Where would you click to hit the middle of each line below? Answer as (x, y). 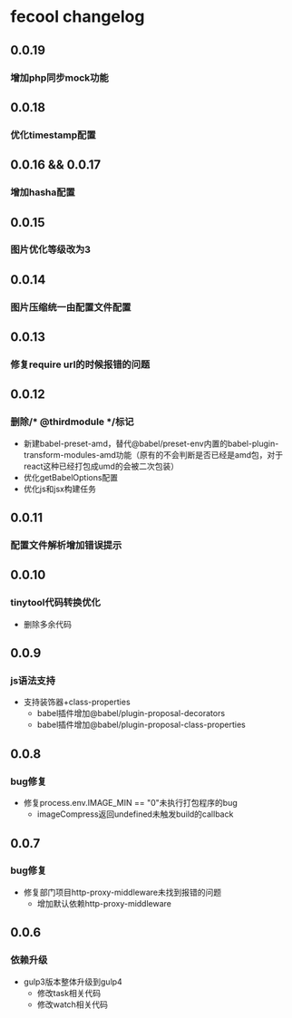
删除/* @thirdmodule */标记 (72, 422)
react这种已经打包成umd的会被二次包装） (101, 466)
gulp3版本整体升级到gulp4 (73, 982)
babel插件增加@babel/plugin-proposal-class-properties (141, 725)
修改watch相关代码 (72, 1004)
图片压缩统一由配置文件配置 (71, 307)
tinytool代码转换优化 (55, 603)
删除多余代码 (47, 624)
